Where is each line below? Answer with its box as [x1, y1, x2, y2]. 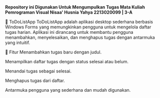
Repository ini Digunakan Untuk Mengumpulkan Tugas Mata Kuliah [5, 4, 145, 10]
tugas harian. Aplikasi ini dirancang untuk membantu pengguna [5, 29, 134, 35]
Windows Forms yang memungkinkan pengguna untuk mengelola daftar [5, 24, 152, 30]
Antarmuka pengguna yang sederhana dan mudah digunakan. [5, 87, 131, 93]
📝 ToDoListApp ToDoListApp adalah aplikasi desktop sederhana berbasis [5, 19, 154, 24]
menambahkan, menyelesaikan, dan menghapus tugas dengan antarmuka [5, 34, 155, 40]
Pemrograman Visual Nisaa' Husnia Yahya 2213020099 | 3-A [5, 9, 133, 15]
